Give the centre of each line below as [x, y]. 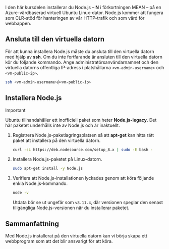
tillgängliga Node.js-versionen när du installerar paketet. [71, 208]
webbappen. [18, 23]
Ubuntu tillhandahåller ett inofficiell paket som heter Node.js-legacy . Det [81, 120]
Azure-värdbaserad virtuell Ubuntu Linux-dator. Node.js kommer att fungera [84, 13]
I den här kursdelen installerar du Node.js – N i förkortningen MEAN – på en [83, 7]
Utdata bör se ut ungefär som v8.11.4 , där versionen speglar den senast [88, 203]
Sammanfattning [32, 223]
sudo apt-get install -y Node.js [48, 169]
